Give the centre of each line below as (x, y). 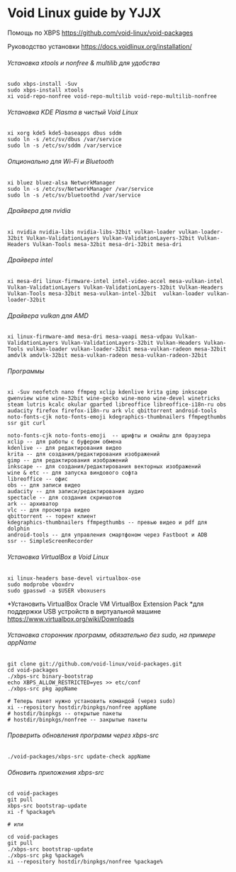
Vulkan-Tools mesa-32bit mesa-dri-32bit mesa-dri (107, 244)
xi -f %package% (31, 812)
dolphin (19, 529)
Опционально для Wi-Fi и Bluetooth (61, 161)
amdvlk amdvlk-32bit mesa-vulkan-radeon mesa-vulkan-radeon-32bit (107, 355)
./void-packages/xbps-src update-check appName (79, 756)
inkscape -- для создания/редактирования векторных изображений (104, 467)
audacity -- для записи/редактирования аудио (75, 492)
